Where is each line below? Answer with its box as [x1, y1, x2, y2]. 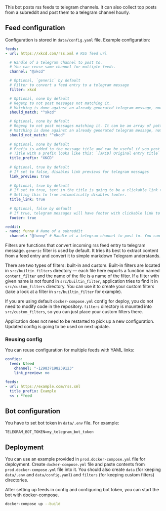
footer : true [9, 215, 37, 220]
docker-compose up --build [5, 502, 61, 507]
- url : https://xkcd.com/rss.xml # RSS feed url [5, 51, 107, 56]
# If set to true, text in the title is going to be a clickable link [9, 188, 158, 193]
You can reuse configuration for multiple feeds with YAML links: [5, 347, 134, 353]
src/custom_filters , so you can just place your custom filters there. [5, 309, 143, 315]
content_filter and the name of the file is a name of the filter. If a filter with [5, 273, 159, 279]
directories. [5, 477, 29, 483]
